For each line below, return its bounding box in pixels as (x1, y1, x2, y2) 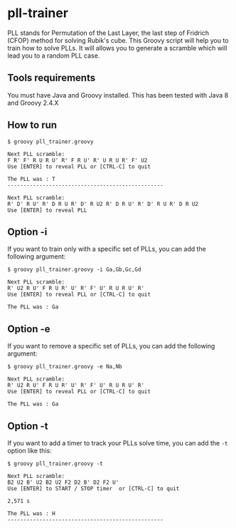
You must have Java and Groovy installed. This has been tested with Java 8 (7, 90, 229, 99)
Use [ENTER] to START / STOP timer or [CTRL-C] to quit (7, 485, 180, 492)
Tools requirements (7, 72, 96, 84)
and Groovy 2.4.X (7, 98, 59, 107)
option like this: (7, 447, 52, 455)
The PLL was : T (7, 175, 55, 182)
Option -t (7, 420, 48, 432)
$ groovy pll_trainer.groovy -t (7, 460, 103, 467)
